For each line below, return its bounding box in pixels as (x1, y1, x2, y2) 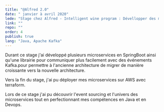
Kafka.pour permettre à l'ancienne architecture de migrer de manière (5, 62, 144, 68)
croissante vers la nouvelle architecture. (5, 67, 85, 73)
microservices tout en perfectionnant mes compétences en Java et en (5, 96, 146, 102)
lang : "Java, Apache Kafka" (5, 39, 62, 44)
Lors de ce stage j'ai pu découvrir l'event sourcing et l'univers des (5, 91, 138, 97)
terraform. (5, 82, 26, 88)
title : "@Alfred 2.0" (5, 7, 49, 12)
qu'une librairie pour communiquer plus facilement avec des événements (5, 57, 152, 63)
